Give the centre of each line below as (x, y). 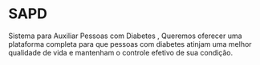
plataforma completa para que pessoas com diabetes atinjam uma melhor (130, 44)
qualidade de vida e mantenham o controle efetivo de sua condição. (121, 52)
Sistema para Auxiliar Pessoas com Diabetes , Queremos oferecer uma (125, 36)
